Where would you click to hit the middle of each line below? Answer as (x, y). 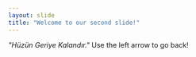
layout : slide (32, 15)
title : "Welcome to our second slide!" (74, 23)
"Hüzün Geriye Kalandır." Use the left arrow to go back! (98, 45)
